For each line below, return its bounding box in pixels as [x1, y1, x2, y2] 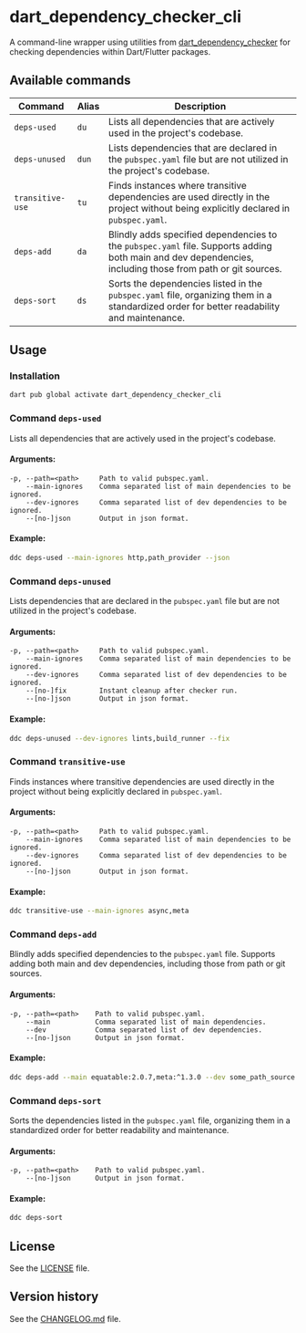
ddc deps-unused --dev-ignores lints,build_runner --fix [9, 734, 230, 743]
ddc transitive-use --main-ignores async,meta [9, 906, 189, 916]
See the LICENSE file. [9, 1263, 90, 1274]
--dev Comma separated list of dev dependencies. [25, 1025, 262, 1035]
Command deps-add [9, 928, 97, 941]
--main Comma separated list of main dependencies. [25, 1017, 267, 1026]
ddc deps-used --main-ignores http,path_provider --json [9, 554, 230, 563]
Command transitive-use [9, 755, 126, 768]
